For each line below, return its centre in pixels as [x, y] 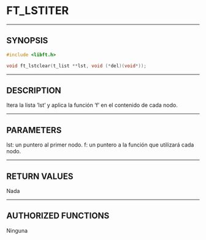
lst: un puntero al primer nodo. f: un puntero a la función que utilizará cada [100, 145]
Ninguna [17, 230]
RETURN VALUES [40, 176]
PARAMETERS [34, 130]
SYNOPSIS [27, 41]
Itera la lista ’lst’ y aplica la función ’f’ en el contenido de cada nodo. [92, 105]
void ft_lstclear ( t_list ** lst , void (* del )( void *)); [77, 66]
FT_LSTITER [38, 11]
